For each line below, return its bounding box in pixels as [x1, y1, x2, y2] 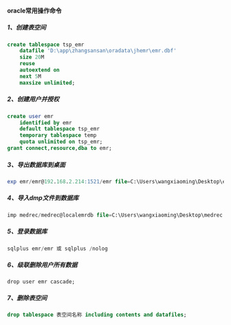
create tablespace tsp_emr [7, 41, 85, 48]
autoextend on [19, 67, 60, 74]
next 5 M [19, 73, 41, 80]
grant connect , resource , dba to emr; [7, 145, 112, 152]
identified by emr [19, 119, 72, 126]
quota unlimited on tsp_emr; [19, 138, 103, 146]
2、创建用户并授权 [7, 95, 60, 103]
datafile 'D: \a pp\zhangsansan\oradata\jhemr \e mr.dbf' [19, 47, 177, 54]
